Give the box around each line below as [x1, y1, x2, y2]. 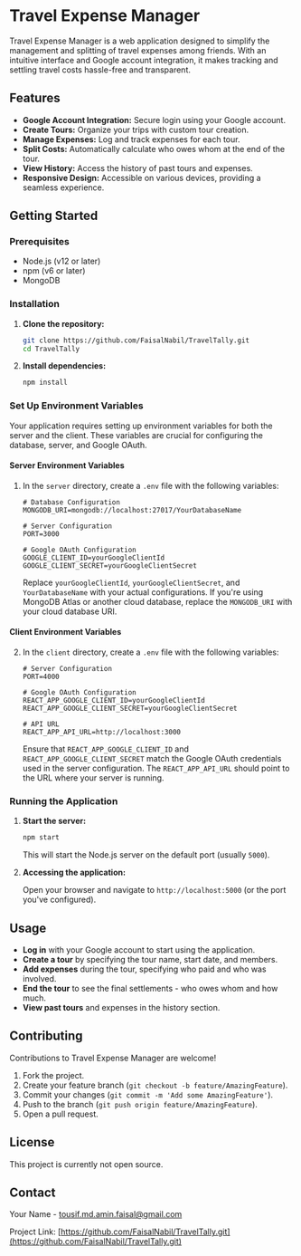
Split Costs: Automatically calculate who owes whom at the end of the [22, 143, 286, 154]
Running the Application [9, 794, 118, 807]
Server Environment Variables [9, 460, 125, 471]
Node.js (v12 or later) [22, 255, 101, 267]
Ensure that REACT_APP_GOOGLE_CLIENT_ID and [22, 743, 190, 754]
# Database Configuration [22, 497, 120, 507]
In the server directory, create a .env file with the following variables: [22, 480, 279, 491]
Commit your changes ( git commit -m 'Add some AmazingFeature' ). [22, 1088, 274, 1100]
